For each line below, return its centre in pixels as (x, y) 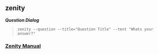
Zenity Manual (23, 46)
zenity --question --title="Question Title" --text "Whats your (85, 29)
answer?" (26, 33)
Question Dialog (22, 20)
